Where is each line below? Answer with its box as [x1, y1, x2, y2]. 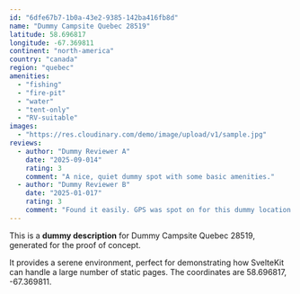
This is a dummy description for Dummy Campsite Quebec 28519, [9, 230, 256, 241]
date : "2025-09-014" [25, 155, 102, 165]
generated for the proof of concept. [9, 239, 141, 250]
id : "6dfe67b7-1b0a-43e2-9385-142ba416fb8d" [9, 13, 179, 22]
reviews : [9, 138, 42, 147]
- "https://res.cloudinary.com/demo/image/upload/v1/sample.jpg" [17, 130, 268, 139]
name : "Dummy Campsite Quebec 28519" [9, 22, 151, 31]
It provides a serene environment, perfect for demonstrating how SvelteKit [9, 257, 285, 268]
